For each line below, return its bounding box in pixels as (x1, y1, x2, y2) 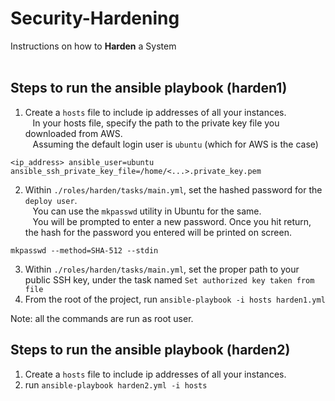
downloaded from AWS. (24, 127, 123, 139)
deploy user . (24, 194, 78, 206)
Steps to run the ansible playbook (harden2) (10, 342, 291, 359)
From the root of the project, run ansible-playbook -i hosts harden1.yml (24, 293, 326, 305)
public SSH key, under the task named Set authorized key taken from (24, 273, 315, 286)
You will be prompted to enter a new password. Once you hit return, (32, 215, 312, 227)
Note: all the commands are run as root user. (10, 312, 194, 324)
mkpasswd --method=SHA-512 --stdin (10, 245, 159, 256)
